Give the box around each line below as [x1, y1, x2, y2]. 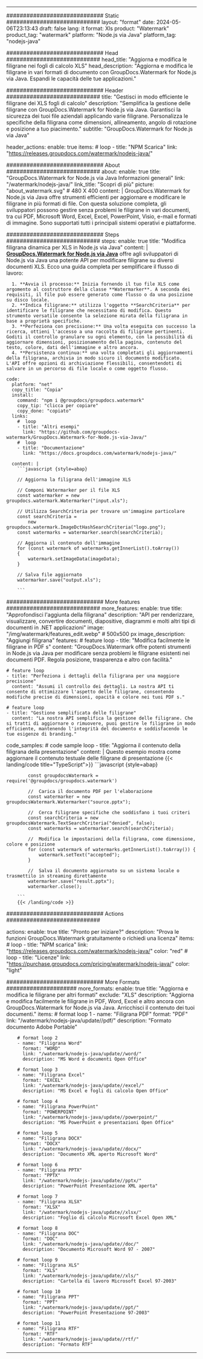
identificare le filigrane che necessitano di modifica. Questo [6, 307, 172, 313]
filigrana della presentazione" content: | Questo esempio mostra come [6, 748, 181, 755]
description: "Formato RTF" [22, 1341, 94, 1348]
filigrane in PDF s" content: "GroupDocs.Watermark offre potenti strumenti [6, 643, 192, 650]
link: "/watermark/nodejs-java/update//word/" [22, 1051, 142, 1057]
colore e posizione [6, 841, 56, 847]
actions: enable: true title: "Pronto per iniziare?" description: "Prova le [6, 928, 179, 935]
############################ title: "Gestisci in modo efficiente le [6, 93, 188, 100]
